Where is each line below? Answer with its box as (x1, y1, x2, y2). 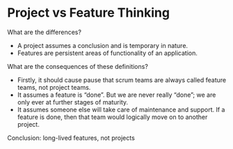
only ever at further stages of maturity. (17, 97, 129, 106)
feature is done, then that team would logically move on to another (17, 113, 208, 121)
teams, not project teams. (17, 83, 91, 91)
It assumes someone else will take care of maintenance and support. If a (17, 105, 225, 113)
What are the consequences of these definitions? (7, 62, 148, 70)
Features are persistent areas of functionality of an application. (17, 49, 198, 57)
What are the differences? (7, 28, 82, 36)
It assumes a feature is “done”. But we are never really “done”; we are (17, 91, 216, 99)
